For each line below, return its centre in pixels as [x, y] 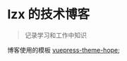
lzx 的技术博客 [49, 14]
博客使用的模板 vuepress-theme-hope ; [64, 50]
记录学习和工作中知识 [55, 35]
